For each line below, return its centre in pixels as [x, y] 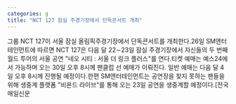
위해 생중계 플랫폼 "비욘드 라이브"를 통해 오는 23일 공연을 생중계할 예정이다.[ [112, 84]
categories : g [28, 14]
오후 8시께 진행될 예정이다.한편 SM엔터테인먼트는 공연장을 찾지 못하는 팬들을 [119, 76]
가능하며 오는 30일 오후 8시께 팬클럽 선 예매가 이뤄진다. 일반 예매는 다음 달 [117, 67]
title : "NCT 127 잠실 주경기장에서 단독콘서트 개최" [75, 20]
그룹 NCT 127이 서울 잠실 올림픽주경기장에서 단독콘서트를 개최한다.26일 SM [112, 41]
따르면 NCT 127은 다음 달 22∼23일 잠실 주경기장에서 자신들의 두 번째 [133, 50]
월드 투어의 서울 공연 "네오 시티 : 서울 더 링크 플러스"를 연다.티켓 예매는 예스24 [115, 58]
